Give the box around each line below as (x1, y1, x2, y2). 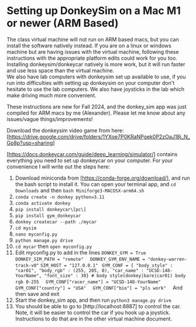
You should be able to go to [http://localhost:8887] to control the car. (15, 302, 181, 309)
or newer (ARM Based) (6, 16, 119, 30)
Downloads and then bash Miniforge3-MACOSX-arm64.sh (15, 187, 145, 194)
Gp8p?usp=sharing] (6, 139, 55, 146)
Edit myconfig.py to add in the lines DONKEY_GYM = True (15, 249, 146, 256)
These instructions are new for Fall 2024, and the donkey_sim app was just (6, 103, 187, 110)
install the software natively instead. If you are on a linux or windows (6, 42, 171, 49)
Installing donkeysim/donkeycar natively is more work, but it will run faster (6, 60, 185, 68)
